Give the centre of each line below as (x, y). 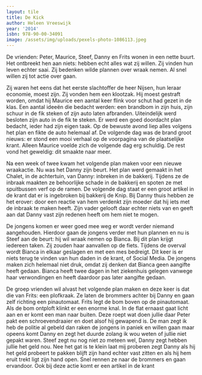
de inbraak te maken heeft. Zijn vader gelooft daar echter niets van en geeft (100, 208)
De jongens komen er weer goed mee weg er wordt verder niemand (90, 226)
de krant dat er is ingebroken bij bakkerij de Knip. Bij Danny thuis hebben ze (100, 195)
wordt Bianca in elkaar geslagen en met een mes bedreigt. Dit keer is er (95, 252)
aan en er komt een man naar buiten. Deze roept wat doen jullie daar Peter (98, 315)
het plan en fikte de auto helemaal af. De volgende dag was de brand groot (99, 132)
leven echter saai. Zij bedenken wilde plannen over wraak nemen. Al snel (96, 70)
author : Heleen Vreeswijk (38, 23)
